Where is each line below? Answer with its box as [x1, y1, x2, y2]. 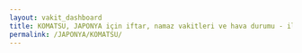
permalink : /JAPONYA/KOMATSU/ [9, 30, 123, 39]
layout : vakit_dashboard [9, 13, 102, 22]
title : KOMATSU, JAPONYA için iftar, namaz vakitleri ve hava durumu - [9, 22, 283, 31]
